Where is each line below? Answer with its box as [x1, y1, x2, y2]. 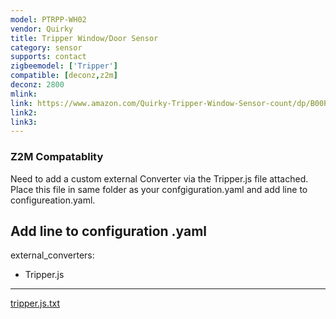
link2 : [10, 107, 38, 118]
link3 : [10, 117, 38, 127]
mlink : [10, 89, 38, 99]
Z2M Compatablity [10, 150, 104, 164]
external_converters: [10, 249, 95, 261]
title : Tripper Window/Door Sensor [10, 33, 159, 43]
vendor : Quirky [10, 24, 74, 34]
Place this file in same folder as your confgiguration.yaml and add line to [10, 183, 308, 195]
